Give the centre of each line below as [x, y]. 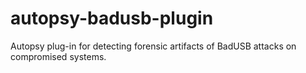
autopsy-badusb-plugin [112, 18]
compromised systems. [58, 56]
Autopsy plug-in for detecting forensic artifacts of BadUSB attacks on [153, 46]
